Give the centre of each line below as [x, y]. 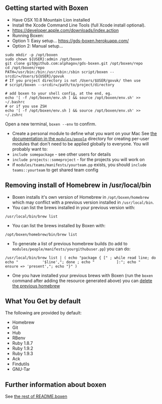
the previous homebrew [36, 285]
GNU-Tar [21, 369]
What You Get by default [43, 301]
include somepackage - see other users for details [61, 154]
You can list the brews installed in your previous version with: [73, 207]
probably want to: [30, 149]
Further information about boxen [56, 385]
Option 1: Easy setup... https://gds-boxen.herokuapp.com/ [71, 41]
